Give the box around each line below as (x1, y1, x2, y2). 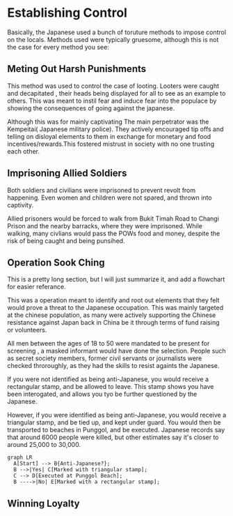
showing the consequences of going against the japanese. (7, 103, 175, 112)
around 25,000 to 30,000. (7, 441, 81, 449)
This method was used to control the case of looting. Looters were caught (7, 82, 220, 90)
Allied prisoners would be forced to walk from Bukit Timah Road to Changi (7, 214, 219, 223)
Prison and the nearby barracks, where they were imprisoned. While (7, 221, 203, 230)
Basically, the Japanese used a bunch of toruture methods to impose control (7, 28, 227, 36)
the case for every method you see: (7, 43, 109, 51)
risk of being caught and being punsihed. (7, 236, 125, 245)
